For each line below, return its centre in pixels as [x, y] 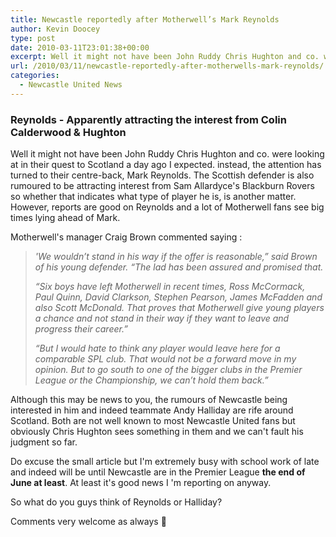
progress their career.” [81, 329]
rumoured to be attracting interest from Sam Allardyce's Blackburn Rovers [162, 186]
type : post [33, 38]
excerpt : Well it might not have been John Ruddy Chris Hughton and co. [165, 57]
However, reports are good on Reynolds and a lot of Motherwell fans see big [167, 207]
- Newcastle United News [71, 85]
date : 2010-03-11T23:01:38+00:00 [80, 47]
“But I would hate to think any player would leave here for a [157, 348]
